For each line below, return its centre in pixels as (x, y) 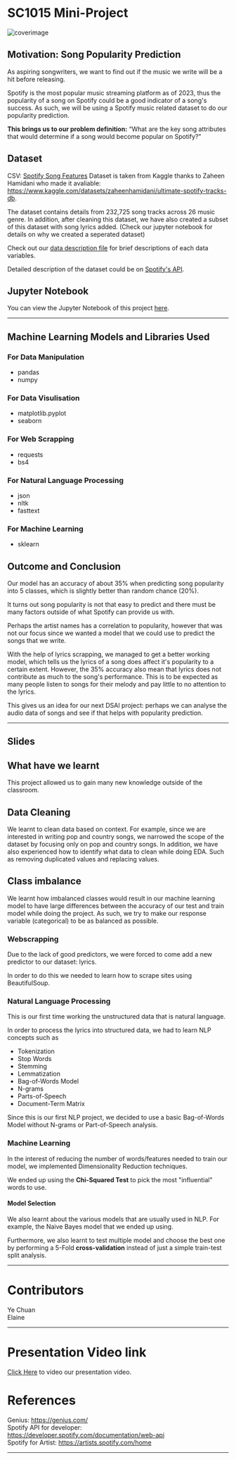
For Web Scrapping (41, 439)
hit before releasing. (36, 79)
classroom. (24, 790)
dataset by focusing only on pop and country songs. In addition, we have (113, 845)
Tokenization (36, 1051)
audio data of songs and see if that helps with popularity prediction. (105, 713)
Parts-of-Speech (42, 1096)
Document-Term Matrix (51, 1104)
